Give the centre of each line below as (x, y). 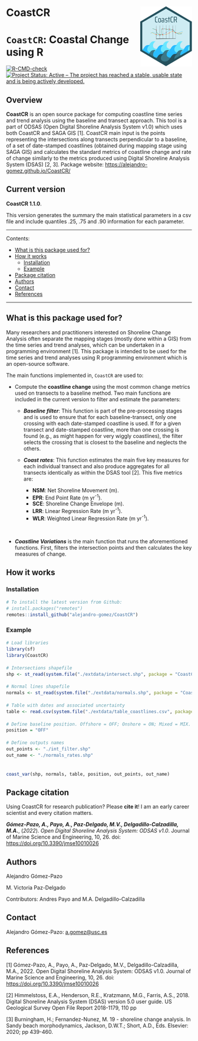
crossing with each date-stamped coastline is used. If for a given (102, 423)
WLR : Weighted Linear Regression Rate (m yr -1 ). (90, 518)
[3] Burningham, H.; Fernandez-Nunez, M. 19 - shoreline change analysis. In (98, 1019)
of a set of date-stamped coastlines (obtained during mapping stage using (96, 146)
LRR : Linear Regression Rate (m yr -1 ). (77, 510)
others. (32, 448)
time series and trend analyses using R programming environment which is (97, 357)
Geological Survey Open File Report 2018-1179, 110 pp (71, 1008)
